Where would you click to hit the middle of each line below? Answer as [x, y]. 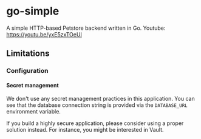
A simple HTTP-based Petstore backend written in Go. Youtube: [86, 28]
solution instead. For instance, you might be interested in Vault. [85, 130]
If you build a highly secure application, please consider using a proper [95, 123]
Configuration [27, 71]
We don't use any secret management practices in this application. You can [101, 99]
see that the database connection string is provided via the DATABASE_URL [97, 105]
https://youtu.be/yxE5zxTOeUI [44, 34]
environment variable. [33, 112]
